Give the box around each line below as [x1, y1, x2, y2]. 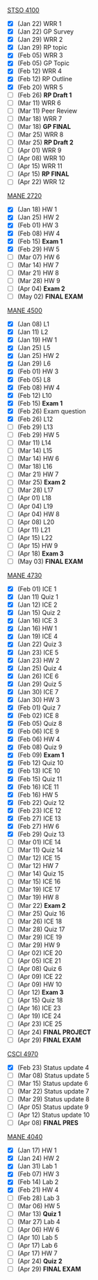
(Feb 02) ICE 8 [17, 711, 59, 720]
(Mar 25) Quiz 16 [17, 909, 65, 917]
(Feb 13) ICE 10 [17, 766, 60, 775]
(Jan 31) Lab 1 [17, 1162, 58, 1171]
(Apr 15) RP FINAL [17, 170, 70, 178]
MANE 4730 [7, 571, 42, 579]
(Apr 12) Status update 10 [17, 1110, 90, 1119]
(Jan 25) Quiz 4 [17, 663, 63, 672]
